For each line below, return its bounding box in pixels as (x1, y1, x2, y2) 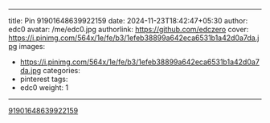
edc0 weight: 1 (19, 83, 69, 92)
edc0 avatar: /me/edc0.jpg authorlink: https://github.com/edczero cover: (8, 25, 249, 34)
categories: (43, 66, 80, 75)
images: (18, 42, 46, 51)
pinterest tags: (19, 74, 68, 84)
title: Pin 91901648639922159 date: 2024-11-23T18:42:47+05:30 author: (8, 16, 248, 25)
